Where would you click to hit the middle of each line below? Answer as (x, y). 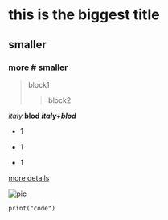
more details (29, 177)
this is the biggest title (84, 15)
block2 (59, 100)
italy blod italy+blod (42, 116)
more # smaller (38, 67)
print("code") (32, 208)
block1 (39, 84)
